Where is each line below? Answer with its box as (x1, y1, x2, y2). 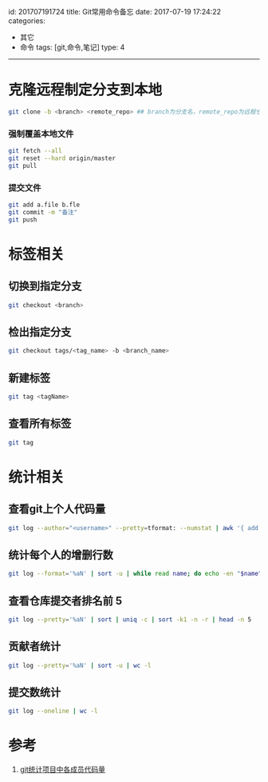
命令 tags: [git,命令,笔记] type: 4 (19, 42, 125, 52)
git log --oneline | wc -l (8, 707, 98, 716)
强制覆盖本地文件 (8, 128, 74, 139)
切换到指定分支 (8, 279, 82, 293)
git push (8, 215, 37, 224)
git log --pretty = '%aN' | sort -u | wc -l (8, 661, 152, 669)
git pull (8, 162, 37, 170)
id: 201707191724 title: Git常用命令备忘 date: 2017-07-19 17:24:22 (8, 7, 222, 16)
